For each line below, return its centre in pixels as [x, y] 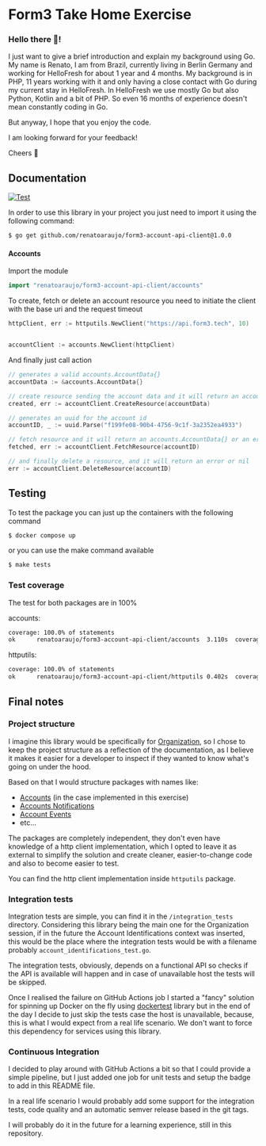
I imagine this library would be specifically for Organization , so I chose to [127, 741]
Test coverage [36, 586]
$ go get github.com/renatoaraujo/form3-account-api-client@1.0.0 [120, 235]
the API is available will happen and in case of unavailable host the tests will [131, 974]
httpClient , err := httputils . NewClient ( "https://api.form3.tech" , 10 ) [129, 324]
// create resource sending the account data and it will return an [123, 396]
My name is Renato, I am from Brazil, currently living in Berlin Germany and [131, 65]
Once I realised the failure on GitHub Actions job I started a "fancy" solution [131, 998]
